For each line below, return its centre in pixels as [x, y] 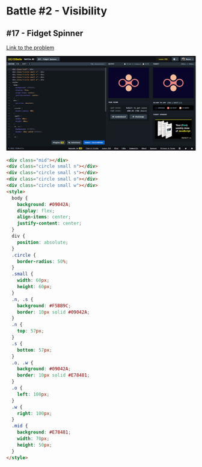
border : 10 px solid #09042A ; [54, 312]
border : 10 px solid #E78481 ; [54, 375]
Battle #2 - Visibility [57, 11]
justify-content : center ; [50, 223]
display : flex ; [36, 211]
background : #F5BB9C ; [44, 306]
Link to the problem [30, 47]
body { [20, 198]
